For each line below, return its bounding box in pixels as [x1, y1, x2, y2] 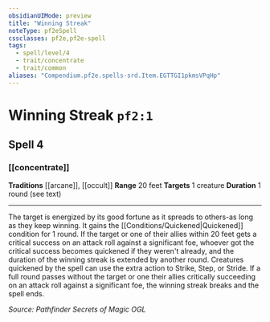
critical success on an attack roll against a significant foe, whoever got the [8, 238, 255, 247]
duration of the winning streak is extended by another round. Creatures [8, 255, 244, 264]
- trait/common [15, 64, 67, 72]
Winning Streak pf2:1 [8, 106, 153, 124]
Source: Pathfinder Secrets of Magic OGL [8, 304, 146, 314]
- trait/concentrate [15, 57, 84, 65]
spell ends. [8, 288, 45, 298]
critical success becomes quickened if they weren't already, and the [8, 246, 235, 255]
